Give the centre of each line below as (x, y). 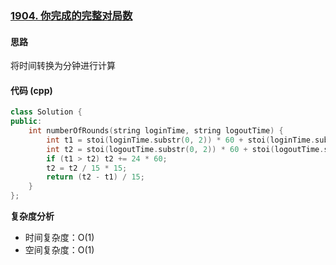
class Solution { (46, 112)
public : (26, 122)
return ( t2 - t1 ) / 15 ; (95, 177)
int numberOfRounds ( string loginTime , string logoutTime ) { (156, 131)
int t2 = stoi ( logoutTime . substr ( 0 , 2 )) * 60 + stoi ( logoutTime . (185, 149)
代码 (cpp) (31, 90)
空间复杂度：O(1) (59, 250)
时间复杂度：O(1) (59, 238)
